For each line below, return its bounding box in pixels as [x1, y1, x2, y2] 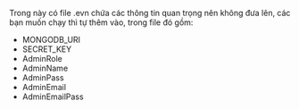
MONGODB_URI [21, 35, 81, 45]
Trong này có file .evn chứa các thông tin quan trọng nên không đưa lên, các [9, 8, 291, 18]
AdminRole [21, 54, 62, 63]
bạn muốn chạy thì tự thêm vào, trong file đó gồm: [9, 17, 194, 28]
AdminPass [21, 72, 64, 83]
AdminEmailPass [21, 91, 84, 102]
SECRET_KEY [21, 44, 72, 54]
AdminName [21, 63, 69, 73]
